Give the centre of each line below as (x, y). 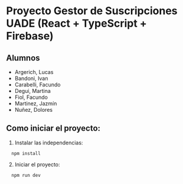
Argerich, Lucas (34, 72)
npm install (26, 153)
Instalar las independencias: (49, 143)
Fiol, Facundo (31, 97)
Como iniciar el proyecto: (53, 128)
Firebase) (30, 36)
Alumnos (23, 58)
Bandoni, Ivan (31, 78)
